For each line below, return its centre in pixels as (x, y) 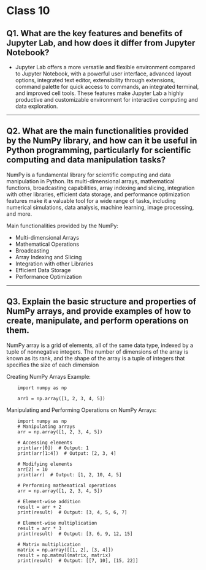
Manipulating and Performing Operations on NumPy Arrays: (82, 410)
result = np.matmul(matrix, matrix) (64, 555)
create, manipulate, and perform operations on (97, 321)
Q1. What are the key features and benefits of (94, 33)
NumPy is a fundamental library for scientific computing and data (89, 175)
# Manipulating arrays (46, 427)
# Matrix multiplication (49, 544)
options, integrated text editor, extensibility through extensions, (95, 80)
